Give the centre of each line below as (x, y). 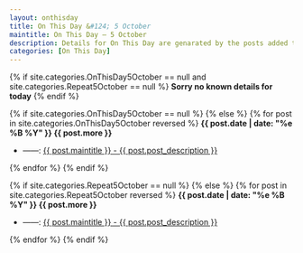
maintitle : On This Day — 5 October (78, 34)
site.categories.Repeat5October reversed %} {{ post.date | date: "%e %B (147, 195)
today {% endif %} (44, 97)
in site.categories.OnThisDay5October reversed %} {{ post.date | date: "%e (151, 124)
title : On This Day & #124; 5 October (80, 26)
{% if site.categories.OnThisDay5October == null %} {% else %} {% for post (151, 114)
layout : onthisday (44, 18)
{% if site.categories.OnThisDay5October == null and (108, 77)
